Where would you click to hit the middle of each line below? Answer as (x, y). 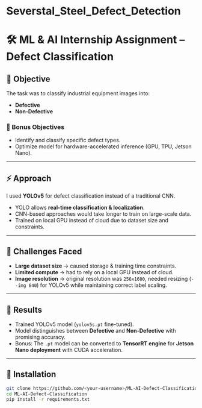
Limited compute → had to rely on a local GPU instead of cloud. (94, 272)
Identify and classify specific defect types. (68, 140)
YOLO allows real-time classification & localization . (80, 208)
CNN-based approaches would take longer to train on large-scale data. (103, 214)
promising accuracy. (40, 337)
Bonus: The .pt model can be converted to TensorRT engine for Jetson (104, 343)
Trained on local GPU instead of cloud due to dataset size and (92, 221)
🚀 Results (24, 309)
